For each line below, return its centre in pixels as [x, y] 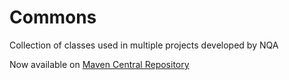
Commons [53, 17]
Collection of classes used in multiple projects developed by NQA [144, 45]
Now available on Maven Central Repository [99, 64]
